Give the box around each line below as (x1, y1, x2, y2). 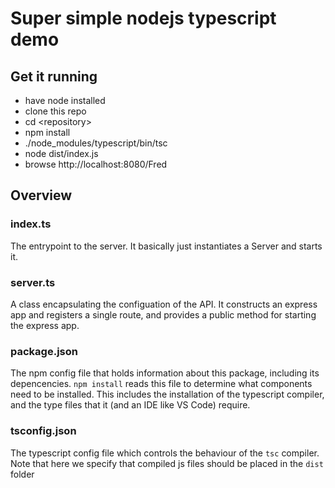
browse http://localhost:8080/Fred (24, 158, 168, 170)
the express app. (10, 319, 80, 331)
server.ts (10, 275, 56, 289)
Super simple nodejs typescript (10, 7, 277, 30)
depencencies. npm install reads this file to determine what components (10, 378, 313, 390)
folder (10, 468, 35, 480)
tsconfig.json (10, 424, 77, 438)
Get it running (10, 68, 98, 85)
